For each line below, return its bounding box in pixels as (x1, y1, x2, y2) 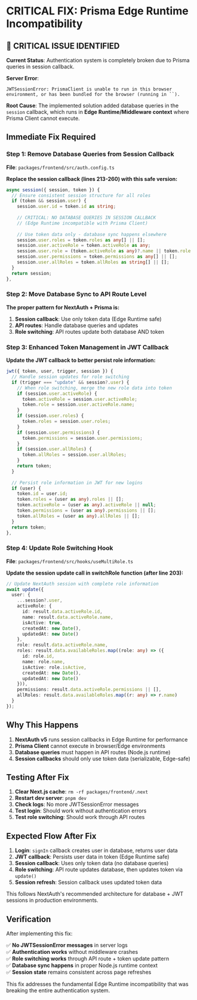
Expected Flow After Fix (6, 831, 97, 841)
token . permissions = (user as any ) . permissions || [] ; (17, 507, 156, 513)
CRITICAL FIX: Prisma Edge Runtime (6, 4, 189, 18)
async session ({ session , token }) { (6, 187, 100, 193)
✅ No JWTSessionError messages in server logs (6, 942, 128, 949)
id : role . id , (21, 653, 55, 660)
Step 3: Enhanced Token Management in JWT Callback (6, 343, 169, 351)
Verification (6, 914, 51, 924)
